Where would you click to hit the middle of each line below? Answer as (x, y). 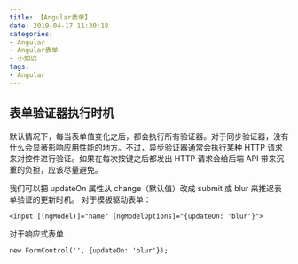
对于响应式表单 (36, 233)
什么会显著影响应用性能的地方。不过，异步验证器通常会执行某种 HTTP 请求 (146, 147)
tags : (19, 67)
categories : (31, 34)
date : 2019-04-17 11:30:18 (59, 26)
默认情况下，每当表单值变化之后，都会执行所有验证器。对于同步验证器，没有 (149, 136)
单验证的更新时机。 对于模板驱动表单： (80, 199)
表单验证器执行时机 (62, 113)
